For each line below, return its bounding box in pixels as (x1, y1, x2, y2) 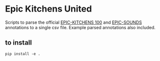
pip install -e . (5, 51, 41, 56)
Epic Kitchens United (5, 3, 92, 15)
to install (5, 39, 32, 47)
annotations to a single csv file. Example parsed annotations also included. (5, 24, 156, 30)
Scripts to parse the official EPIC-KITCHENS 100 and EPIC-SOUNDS (5, 19, 142, 25)
